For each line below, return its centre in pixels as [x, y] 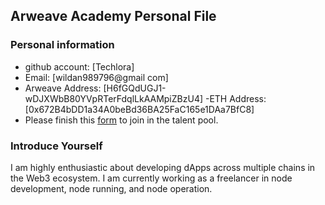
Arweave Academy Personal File [113, 16]
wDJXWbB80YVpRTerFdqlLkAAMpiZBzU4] [114, 98]
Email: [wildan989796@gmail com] [96, 77]
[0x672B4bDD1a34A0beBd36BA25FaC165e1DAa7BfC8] [139, 109]
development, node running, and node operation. [111, 188]
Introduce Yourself [56, 146]
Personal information [62, 45]
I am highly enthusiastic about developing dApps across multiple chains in [163, 167]
